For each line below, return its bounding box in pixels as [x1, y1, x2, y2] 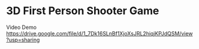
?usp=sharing [6, 36, 40, 43]
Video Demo [6, 24, 37, 31]
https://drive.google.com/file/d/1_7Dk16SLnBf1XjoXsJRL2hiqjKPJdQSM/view [6, 30, 193, 37]
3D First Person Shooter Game [6, 4, 160, 18]
